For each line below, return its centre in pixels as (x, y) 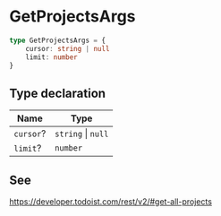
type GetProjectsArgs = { (57, 40)
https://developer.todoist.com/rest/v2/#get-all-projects (111, 202)
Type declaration (57, 93)
